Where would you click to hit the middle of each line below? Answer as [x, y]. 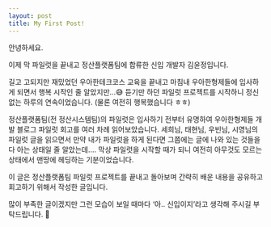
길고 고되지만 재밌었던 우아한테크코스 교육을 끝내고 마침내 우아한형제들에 [123, 82]
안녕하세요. [26, 47]
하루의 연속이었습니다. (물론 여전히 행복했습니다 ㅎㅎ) [107, 102]
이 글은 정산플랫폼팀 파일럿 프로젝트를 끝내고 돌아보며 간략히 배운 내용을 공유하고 [136, 177]
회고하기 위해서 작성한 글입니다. [58, 187]
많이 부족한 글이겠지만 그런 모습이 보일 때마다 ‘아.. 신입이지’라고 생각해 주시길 [130, 204]
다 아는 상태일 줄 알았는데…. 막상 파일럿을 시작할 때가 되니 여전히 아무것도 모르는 [135, 149]
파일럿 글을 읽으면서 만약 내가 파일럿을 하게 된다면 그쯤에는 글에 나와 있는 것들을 [135, 139]
